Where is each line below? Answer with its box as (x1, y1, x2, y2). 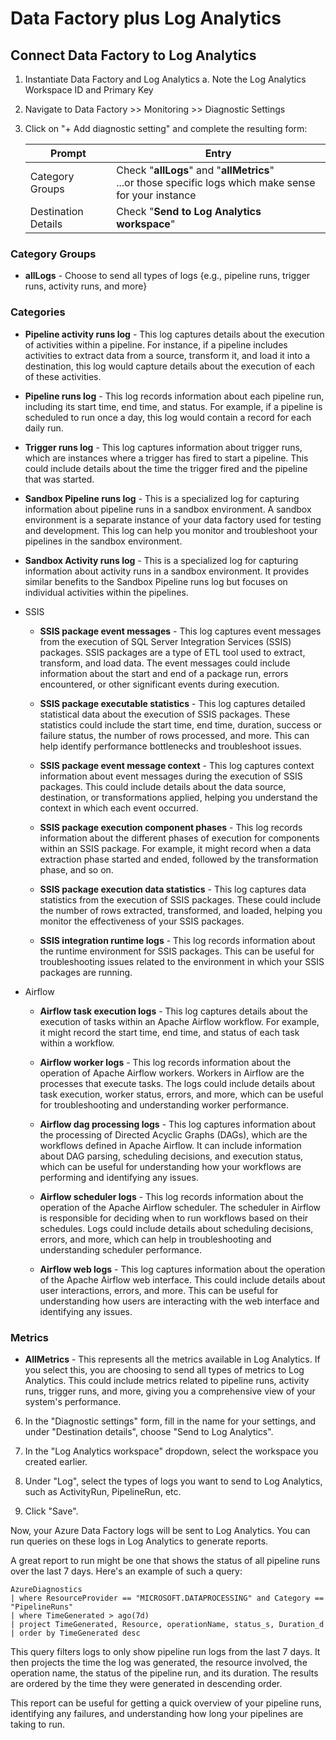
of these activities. (24, 370, 102, 382)
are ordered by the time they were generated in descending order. (10, 1677, 283, 1689)
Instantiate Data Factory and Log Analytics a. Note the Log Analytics (24, 73, 307, 85)
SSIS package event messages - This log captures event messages (39, 625, 322, 637)
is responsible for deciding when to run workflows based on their (39, 1212, 309, 1224)
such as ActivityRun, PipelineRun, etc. (24, 1485, 182, 1497)
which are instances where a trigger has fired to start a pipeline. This (24, 452, 309, 464)
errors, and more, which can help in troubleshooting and (39, 1233, 272, 1245)
